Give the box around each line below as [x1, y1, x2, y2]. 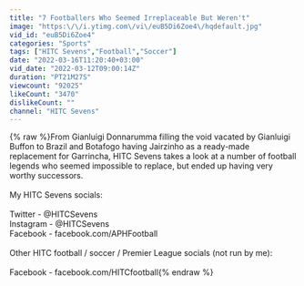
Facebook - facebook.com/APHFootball [9, 229, 158, 240]
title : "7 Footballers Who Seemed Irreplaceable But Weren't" [9, 13, 250, 23]
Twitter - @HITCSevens [9, 209, 98, 220]
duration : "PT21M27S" [9, 73, 92, 82]
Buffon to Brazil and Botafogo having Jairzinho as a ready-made [9, 141, 250, 152]
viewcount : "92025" [9, 81, 84, 90]
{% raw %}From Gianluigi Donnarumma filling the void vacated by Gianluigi [9, 131, 291, 142]
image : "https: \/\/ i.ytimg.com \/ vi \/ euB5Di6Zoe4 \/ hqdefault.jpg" [9, 22, 262, 31]
